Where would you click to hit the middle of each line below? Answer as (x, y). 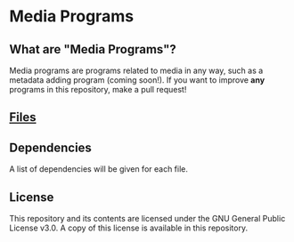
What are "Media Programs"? (93, 49)
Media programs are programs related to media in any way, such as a (136, 70)
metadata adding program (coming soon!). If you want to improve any (137, 80)
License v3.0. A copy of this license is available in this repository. (128, 228)
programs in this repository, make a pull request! (98, 89)
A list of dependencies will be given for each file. (99, 169)
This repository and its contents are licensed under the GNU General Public (147, 219)
